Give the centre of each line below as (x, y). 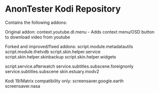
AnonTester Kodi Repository (63, 9)
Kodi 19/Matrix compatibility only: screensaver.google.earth (64, 81)
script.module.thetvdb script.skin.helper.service (53, 52)
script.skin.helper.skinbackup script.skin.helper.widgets (61, 56)
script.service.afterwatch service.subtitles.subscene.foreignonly (69, 66)
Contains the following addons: (36, 22)
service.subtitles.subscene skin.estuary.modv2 (52, 71)
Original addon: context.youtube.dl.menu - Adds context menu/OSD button (80, 32)
